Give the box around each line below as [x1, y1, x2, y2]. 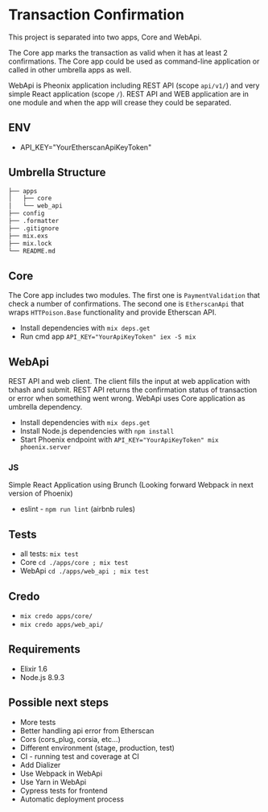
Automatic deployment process [19, 794, 125, 804]
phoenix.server [19, 443, 72, 451]
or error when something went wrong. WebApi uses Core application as [8, 394, 245, 403]
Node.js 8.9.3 [19, 672, 65, 682]
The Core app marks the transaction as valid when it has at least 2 [8, 47, 228, 57]
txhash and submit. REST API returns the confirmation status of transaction [8, 385, 258, 395]
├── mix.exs [8, 232, 48, 240]
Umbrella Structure [8, 166, 106, 179]
